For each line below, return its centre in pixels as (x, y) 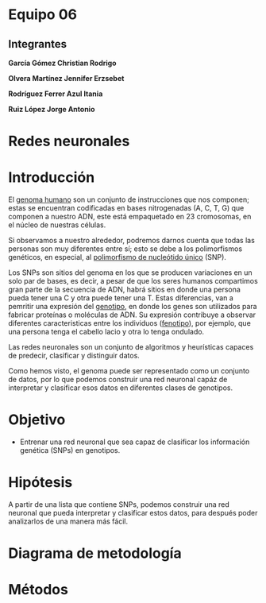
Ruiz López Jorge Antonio (52, 109)
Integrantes (38, 44)
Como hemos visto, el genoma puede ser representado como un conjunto (129, 371)
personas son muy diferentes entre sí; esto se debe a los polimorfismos (125, 249)
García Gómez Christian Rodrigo (62, 63)
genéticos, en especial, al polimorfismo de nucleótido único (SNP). (117, 257)
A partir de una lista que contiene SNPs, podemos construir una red (119, 504)
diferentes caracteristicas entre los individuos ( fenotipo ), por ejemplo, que (130, 323)
